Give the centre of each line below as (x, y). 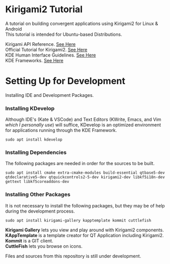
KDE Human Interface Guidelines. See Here (51, 55)
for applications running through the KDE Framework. (61, 130)
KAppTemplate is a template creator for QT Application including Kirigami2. (84, 235)
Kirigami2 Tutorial (44, 9)
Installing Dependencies (36, 152)
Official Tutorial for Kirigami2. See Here (46, 49)
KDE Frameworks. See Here (34, 60)
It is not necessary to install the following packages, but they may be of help (85, 205)
